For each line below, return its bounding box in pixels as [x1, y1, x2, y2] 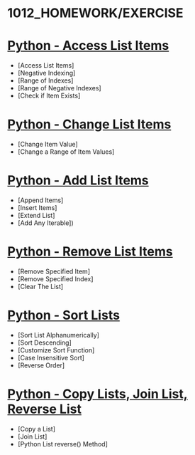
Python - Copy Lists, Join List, [7, 386, 188, 402]
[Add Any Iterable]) [17, 219, 74, 227]
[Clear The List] [17, 282, 64, 291]
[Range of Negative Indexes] [17, 84, 101, 93]
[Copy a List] [17, 424, 55, 433]
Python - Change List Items [7, 116, 172, 132]
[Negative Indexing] [17, 69, 76, 78]
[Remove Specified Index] [17, 274, 94, 283]
